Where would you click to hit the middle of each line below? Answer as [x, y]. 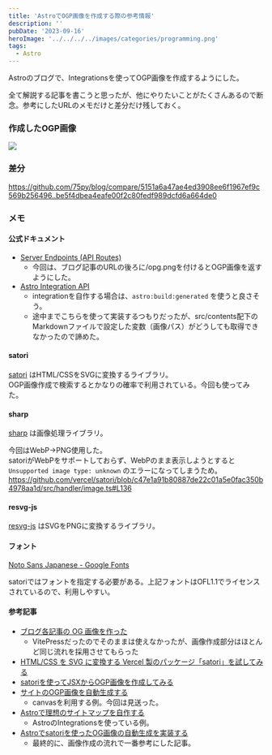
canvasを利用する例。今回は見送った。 [98, 702]
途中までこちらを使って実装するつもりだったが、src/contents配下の [145, 316]
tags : [17, 46]
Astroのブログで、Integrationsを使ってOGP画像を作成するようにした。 [126, 78]
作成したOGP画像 [42, 128]
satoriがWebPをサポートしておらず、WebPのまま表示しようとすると [122, 460]
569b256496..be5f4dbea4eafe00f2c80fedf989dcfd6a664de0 [113, 195]
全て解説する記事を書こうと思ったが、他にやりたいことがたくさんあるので [132, 95]
